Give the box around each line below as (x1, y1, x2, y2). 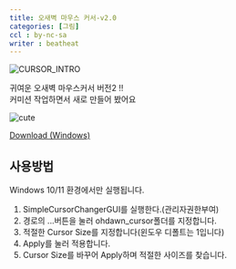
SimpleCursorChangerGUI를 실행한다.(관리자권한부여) (22, 204, 220, 215)
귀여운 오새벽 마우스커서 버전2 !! (9, 83, 124, 94)
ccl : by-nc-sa (9, 30, 67, 39)
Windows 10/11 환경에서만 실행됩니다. (9, 184, 145, 196)
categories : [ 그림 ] (9, 22, 80, 31)
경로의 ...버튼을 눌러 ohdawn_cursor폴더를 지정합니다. (22, 215, 217, 226)
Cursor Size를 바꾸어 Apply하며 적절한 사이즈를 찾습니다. (22, 250, 228, 261)
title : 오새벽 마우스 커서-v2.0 (9, 13, 117, 23)
